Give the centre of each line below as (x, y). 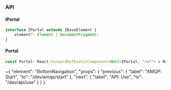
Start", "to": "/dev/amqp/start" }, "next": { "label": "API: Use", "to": (74, 77)
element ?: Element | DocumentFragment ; (57, 35)
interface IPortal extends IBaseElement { (51, 30)
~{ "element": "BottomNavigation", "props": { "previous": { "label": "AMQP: (83, 71)
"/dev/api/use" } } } (25, 82)
